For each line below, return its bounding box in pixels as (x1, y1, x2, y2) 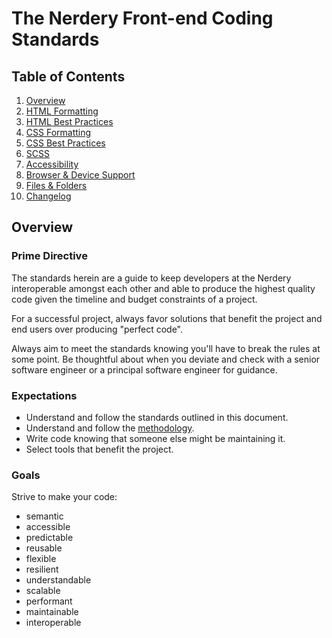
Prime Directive (11, 249, 88, 263)
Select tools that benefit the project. (25, 443, 174, 455)
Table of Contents (11, 68, 126, 85)
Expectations (11, 388, 78, 402)
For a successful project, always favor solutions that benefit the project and (11, 312, 323, 324)
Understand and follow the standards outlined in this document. (25, 411, 289, 423)
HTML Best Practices (25, 116, 114, 127)
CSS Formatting (25, 127, 92, 138)
